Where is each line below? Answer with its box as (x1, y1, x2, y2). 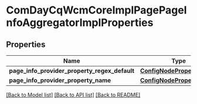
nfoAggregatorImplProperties (6, 16, 154, 29)
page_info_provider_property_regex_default (9, 67, 135, 75)
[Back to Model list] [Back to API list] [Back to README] (6, 92, 141, 98)
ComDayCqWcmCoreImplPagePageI (6, 4, 187, 17)
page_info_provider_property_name (9, 76, 111, 84)
